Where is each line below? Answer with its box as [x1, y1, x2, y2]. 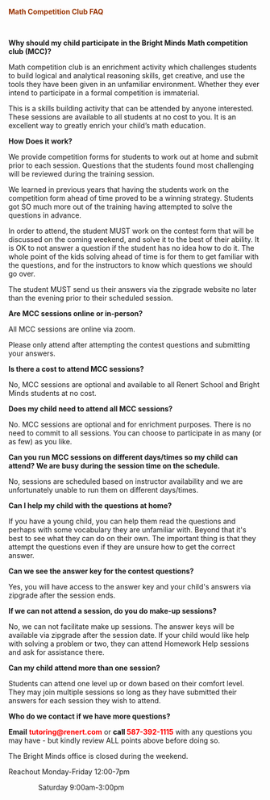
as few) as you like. [8, 437, 73, 446]
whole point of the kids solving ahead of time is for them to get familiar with [8, 252, 260, 261]
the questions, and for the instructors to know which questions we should [8, 260, 252, 269]
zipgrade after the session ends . [8, 590, 116, 600]
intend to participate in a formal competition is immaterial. [8, 88, 200, 98]
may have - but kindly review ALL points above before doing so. [8, 735, 220, 745]
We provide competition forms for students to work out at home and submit [8, 152, 259, 161]
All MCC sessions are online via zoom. [8, 324, 135, 334]
